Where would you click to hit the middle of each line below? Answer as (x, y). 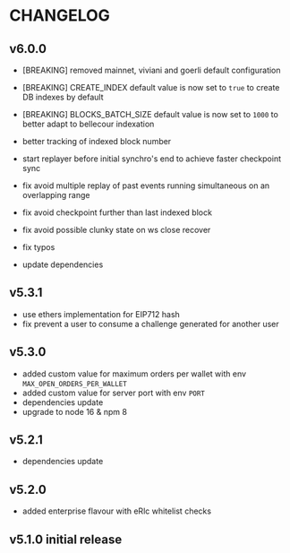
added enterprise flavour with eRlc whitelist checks (117, 511)
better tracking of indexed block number (97, 141)
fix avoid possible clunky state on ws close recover (116, 230)
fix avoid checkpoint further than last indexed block (117, 212)
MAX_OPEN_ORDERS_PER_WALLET (74, 384)
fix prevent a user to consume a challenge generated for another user (150, 324)
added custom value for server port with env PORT (114, 393)
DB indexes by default (63, 97)
